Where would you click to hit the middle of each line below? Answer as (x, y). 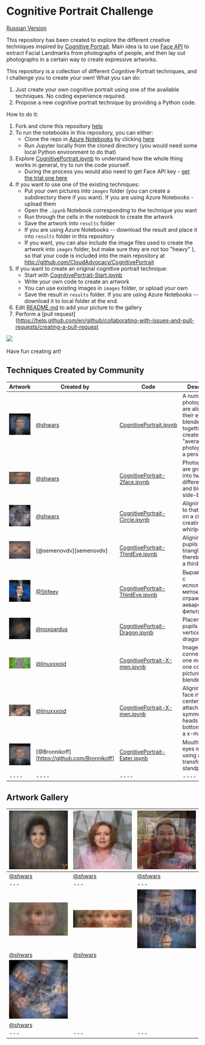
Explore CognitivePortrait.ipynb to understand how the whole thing (99, 158)
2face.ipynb (134, 482)
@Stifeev (47, 591)
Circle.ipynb (134, 519)
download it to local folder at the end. (71, 301)
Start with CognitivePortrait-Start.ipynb (73, 275)
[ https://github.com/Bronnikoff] (75, 758)
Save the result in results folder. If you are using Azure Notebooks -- (111, 294)
